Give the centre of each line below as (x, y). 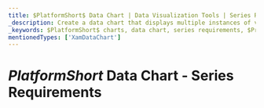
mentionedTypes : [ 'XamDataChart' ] (65, 37)
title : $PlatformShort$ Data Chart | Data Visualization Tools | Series (130, 15)
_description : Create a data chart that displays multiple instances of (130, 23)
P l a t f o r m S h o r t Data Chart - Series (121, 76)
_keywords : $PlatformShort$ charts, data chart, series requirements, (126, 30)
